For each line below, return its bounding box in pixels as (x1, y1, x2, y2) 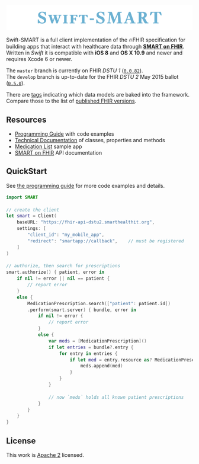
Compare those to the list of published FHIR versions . (6, 97, 137, 105)
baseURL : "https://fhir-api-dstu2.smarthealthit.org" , (17, 219, 155, 225)
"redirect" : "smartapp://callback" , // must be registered (27, 238, 184, 244)
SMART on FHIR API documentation (14, 149, 102, 156)
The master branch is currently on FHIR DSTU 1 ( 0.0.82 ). (6, 67, 143, 74)
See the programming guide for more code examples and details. (6, 182, 165, 189)
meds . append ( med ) (80, 363, 123, 369)
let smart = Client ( (6, 213, 57, 219)
